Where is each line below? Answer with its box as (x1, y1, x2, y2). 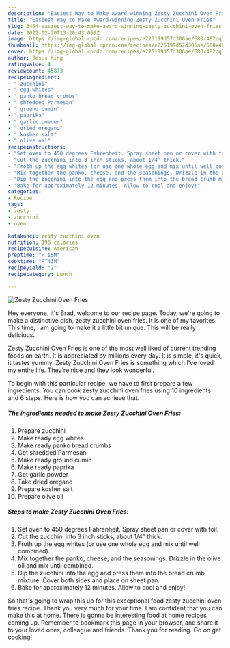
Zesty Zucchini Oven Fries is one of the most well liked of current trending (8, 344, 216, 352)
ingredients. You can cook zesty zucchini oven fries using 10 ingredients (8, 386, 211, 395)
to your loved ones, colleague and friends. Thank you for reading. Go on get (8, 625, 221, 634)
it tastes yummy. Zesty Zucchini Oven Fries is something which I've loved (8, 358, 214, 366)
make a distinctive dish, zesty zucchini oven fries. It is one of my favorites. (8, 316, 217, 324)
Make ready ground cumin (17, 456, 92, 464)
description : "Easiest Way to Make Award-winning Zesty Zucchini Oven (8, 10, 213, 17)
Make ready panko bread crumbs (17, 441, 112, 449)
